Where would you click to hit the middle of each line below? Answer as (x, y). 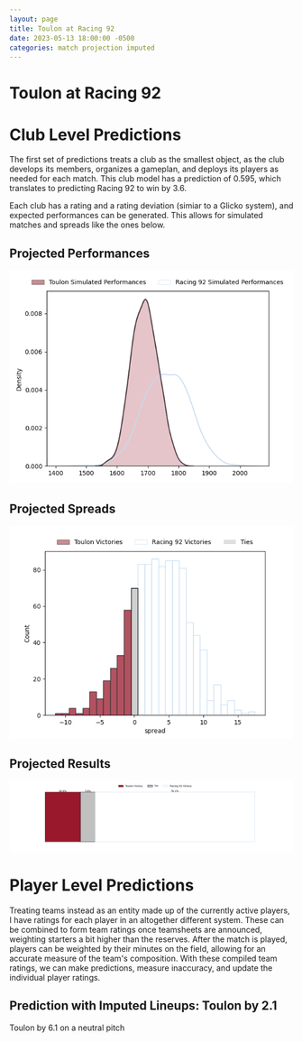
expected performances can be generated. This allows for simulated (137, 216)
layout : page (34, 19)
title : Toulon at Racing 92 (62, 28)
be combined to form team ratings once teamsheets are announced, (136, 929)
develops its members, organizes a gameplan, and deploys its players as (144, 169)
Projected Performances (80, 253)
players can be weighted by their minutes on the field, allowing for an (137, 948)
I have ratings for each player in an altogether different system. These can (147, 919)
